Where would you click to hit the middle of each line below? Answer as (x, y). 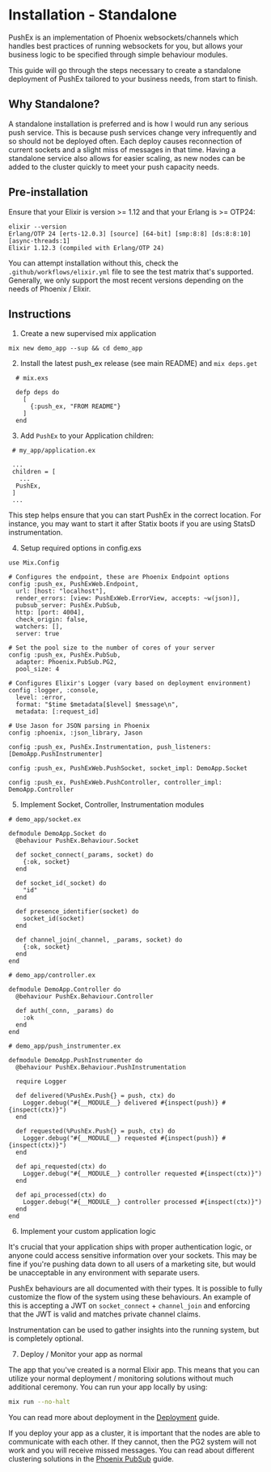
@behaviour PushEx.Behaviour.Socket (77, 841)
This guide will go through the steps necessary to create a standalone (125, 70)
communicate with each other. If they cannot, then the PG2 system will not (133, 1442)
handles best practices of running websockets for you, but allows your (126, 45)
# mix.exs (32, 378)
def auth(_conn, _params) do (65, 1011)
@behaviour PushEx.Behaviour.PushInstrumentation (101, 1068)
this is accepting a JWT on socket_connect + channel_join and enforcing (129, 1306)
